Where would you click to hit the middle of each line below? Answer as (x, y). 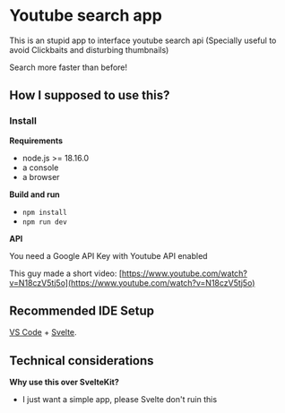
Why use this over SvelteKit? (64, 383)
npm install (44, 212)
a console (40, 168)
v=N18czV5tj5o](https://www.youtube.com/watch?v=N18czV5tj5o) (132, 282)
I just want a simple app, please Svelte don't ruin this (120, 400)
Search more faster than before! (69, 67)
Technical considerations (82, 361)
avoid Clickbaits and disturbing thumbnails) (89, 49)
